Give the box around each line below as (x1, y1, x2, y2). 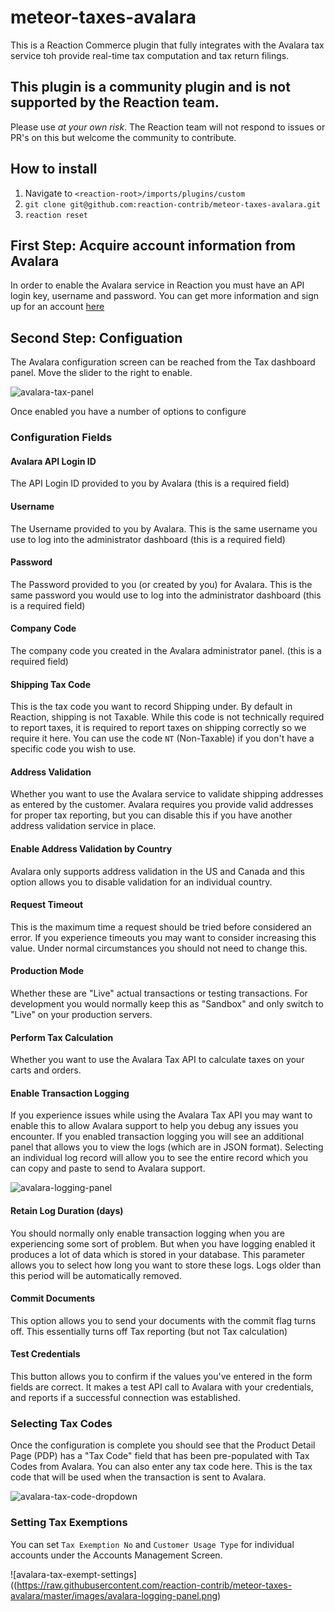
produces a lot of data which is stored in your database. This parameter (10, 1248, 305, 1260)
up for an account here (10, 301, 105, 313)
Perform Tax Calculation (10, 1031, 114, 1043)
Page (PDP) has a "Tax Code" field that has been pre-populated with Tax (10, 1450, 310, 1462)
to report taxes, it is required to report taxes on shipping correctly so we (10, 722, 307, 734)
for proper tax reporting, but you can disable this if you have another (10, 809, 293, 821)
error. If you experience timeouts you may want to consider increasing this (10, 931, 317, 943)
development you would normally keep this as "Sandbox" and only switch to (10, 997, 324, 1010)
